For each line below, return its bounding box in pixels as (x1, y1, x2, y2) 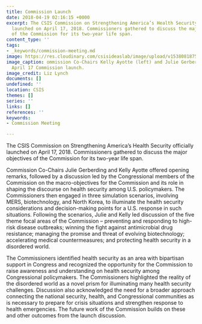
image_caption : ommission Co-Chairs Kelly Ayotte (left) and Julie (6, 59, 179, 65)
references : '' (6, 109, 44, 115)
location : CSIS (6, 87, 44, 93)
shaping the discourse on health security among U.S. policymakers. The (6, 185, 185, 193)
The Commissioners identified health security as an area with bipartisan (6, 254, 185, 262)
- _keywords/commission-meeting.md (6, 48, 96, 54)
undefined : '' (6, 82, 42, 88)
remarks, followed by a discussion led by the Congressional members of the (6, 173, 195, 180)
